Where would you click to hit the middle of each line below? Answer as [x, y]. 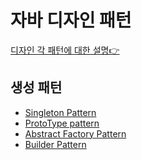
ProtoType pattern [62, 123]
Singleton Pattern [60, 112]
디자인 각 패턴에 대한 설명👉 [65, 50]
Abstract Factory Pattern [75, 133]
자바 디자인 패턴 [71, 20]
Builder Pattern [55, 144]
